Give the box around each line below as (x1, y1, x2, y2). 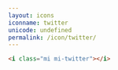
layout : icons (8, 11, 55, 20)
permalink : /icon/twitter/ (8, 33, 97, 42)
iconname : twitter (8, 19, 68, 27)
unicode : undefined (8, 26, 72, 34)
